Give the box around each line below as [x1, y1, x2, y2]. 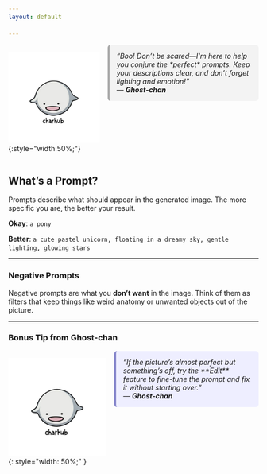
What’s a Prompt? [8, 173, 99, 187]
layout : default [8, 13, 62, 21]
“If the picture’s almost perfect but [122, 357, 236, 367]
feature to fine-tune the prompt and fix [122, 374, 250, 383]
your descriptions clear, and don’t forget [116, 68, 250, 77]
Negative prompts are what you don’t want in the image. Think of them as [8, 288, 250, 297]
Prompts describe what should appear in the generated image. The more [8, 195, 246, 204]
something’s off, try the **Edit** [122, 366, 230, 375]
